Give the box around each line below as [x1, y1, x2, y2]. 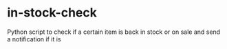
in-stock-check [7, 5, 98, 21]
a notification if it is [7, 35, 61, 43]
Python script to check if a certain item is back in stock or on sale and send [7, 28, 221, 36]
